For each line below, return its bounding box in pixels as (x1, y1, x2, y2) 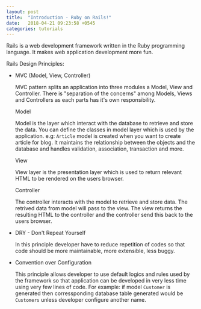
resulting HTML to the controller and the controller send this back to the (14, 211, 193, 219)
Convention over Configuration (14, 259, 92, 266)
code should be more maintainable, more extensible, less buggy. (14, 248, 176, 255)
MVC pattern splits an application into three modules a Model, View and (14, 84, 193, 91)
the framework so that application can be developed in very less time (14, 277, 187, 284)
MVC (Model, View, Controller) (14, 72, 91, 79)
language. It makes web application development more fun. (6, 49, 153, 56)
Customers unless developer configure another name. (14, 296, 146, 304)
